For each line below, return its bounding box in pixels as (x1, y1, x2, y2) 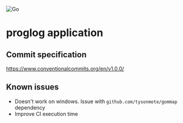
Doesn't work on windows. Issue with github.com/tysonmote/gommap (14, 98, 178, 105)
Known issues (6, 82, 59, 92)
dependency (14, 104, 46, 111)
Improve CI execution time (14, 110, 78, 117)
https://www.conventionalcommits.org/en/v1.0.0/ (6, 65, 124, 72)
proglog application (6, 26, 104, 39)
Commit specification (6, 49, 87, 59)
